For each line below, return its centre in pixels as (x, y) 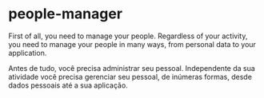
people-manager (65, 14)
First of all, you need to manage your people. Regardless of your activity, (128, 36)
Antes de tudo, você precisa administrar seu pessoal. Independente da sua (132, 68)
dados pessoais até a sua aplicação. (68, 85)
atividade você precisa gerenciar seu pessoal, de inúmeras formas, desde (130, 76)
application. (28, 53)
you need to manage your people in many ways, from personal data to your (132, 44)
